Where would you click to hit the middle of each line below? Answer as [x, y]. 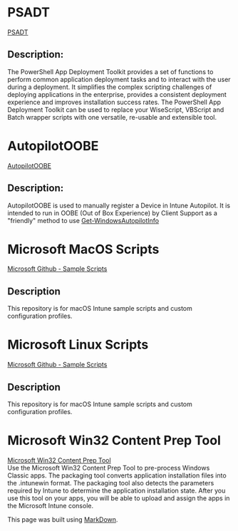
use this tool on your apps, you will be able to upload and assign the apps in [119, 498]
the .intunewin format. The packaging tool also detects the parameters [111, 483]
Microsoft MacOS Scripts [83, 249]
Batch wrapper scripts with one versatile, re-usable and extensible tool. [112, 117]
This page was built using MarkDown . [63, 519]
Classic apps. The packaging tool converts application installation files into [117, 475]
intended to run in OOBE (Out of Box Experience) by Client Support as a [112, 213]
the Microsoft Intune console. [51, 505]
